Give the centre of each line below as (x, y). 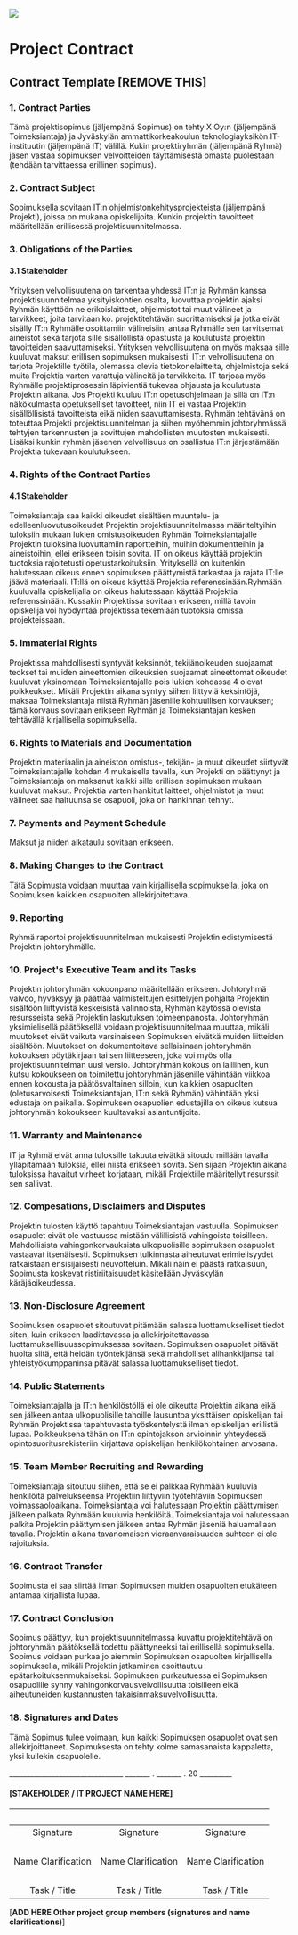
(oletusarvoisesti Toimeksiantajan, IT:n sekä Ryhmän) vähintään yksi (134, 1094)
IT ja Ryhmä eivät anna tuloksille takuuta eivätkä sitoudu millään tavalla (139, 1154)
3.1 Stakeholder (39, 270)
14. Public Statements (57, 1386)
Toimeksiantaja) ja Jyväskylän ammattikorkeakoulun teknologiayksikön (139, 136)
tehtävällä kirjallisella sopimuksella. (73, 719)
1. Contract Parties (50, 107)
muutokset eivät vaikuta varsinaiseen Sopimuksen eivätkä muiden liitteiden (146, 1037)
